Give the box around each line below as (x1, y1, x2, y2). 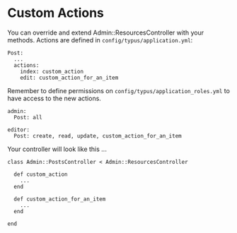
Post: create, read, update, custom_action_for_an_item (13, 132, 182, 139)
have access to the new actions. (7, 94, 101, 102)
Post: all (13, 114, 42, 121)
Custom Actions (7, 5, 105, 21)
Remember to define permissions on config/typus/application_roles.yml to (7, 86, 230, 95)
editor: (7, 126, 30, 133)
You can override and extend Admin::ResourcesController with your (7, 28, 204, 37)
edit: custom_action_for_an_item (20, 74, 119, 81)
